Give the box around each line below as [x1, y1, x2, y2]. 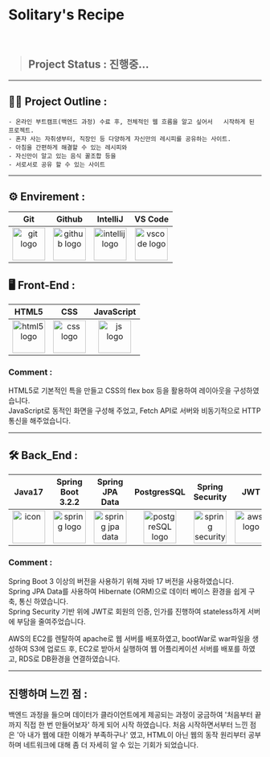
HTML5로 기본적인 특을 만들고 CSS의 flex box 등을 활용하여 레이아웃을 [8, 386, 231, 395]
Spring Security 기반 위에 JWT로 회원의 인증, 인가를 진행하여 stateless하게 [8, 606, 247, 616]
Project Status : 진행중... [27, 58, 149, 72]
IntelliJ [96, 213, 124, 225]
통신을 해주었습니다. [8, 416, 71, 426]
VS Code [134, 213, 169, 225]
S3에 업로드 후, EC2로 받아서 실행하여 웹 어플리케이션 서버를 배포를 [29, 643, 241, 653]
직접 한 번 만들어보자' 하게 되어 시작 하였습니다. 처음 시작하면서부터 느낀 [22, 720, 248, 730]
